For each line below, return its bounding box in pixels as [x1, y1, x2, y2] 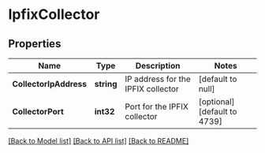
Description [135, 61, 181, 71]
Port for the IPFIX [125, 101, 189, 112]
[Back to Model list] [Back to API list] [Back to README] [8, 136, 189, 145]
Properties [8, 37, 62, 50]
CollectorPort [12, 106, 65, 117]
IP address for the [125, 73, 191, 84]
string [94, 79, 118, 89]
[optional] [198, 96, 235, 107]
